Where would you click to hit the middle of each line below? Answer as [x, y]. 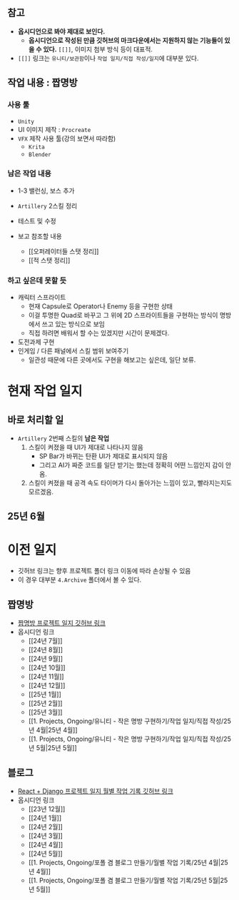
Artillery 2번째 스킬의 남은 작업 [63, 438]
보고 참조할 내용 [40, 236]
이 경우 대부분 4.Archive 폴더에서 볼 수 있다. [80, 580]
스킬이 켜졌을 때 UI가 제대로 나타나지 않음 [86, 448]
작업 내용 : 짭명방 [43, 83]
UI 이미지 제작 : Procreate [54, 129]
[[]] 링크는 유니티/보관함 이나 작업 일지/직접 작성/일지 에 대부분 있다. [108, 58]
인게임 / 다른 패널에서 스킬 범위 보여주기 [73, 351]
